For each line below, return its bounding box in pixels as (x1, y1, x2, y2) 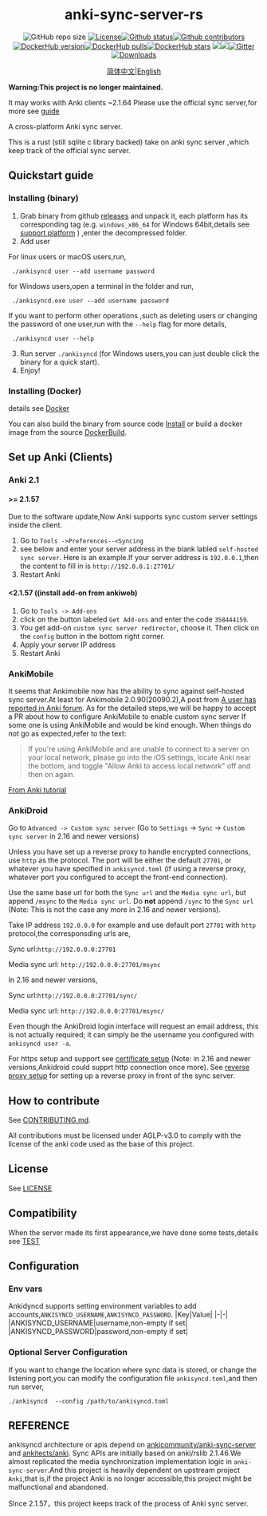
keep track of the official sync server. (8, 145, 131, 155)
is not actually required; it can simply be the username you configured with (8, 1030, 254, 1040)
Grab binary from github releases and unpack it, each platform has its (19, 211, 249, 220)
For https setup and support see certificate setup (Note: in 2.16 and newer (8, 1054, 251, 1064)
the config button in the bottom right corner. (19, 631, 166, 641)
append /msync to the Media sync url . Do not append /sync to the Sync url (8, 896, 254, 906)
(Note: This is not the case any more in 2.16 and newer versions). (8, 905, 222, 914)
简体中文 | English (106, 66, 162, 76)
